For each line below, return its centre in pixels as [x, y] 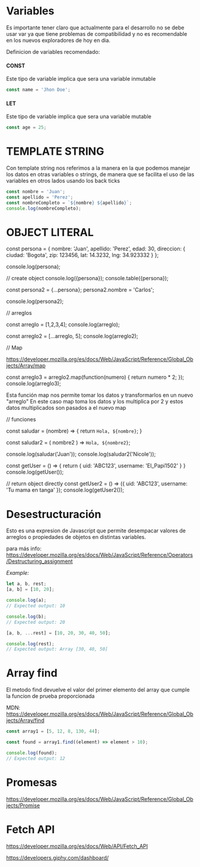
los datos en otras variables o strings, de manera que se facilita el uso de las [100, 174]
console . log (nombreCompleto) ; [44, 208]
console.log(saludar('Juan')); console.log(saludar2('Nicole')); [81, 454]
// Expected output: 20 [36, 622]
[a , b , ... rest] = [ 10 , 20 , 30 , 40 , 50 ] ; [59, 633]
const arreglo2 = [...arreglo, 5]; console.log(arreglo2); [72, 336]
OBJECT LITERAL [50, 232]
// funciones [21, 419]
